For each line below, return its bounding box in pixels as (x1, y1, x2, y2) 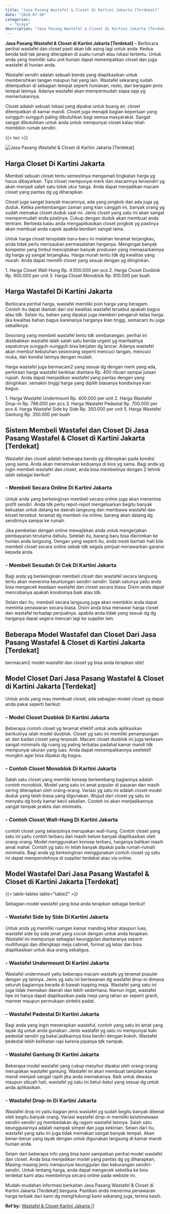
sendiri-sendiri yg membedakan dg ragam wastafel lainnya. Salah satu (5, 1119, 152, 1125)
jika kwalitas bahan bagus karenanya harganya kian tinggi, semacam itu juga (5, 317, 165, 323)
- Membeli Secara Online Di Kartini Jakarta (5, 484, 112, 491)
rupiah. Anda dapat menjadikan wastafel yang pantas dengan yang (5, 374, 145, 380)
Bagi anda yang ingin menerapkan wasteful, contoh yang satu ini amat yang (5, 1022, 163, 1028)
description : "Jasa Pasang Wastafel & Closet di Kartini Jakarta (5, 26, 146, 32)
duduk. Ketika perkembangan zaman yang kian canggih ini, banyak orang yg (5, 204, 165, 210)
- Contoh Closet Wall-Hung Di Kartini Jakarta (5, 816, 118, 824)
